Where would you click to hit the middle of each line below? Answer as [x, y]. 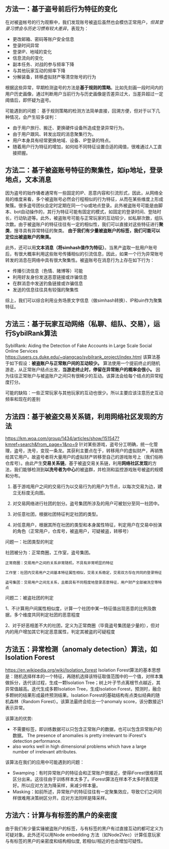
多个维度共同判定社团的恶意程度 [47, 615]
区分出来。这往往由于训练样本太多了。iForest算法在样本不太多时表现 [83, 779]
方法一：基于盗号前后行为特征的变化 [61, 9]
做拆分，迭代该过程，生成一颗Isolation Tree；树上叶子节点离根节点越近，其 [83, 683]
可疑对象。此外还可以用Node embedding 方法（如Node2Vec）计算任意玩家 [83, 834]
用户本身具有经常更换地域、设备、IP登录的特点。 [63, 140]
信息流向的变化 [28, 58]
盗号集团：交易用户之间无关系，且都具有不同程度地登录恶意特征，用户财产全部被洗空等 [82, 582]
